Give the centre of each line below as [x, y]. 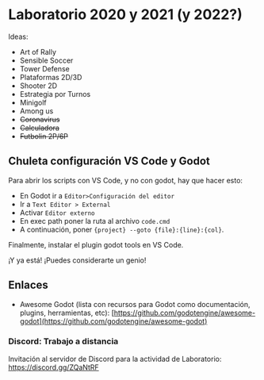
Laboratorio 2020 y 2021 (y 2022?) [126, 15]
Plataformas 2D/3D [51, 77]
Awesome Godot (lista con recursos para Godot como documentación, [135, 304]
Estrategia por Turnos [55, 94]
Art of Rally [38, 52]
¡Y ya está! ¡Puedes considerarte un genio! [77, 260]
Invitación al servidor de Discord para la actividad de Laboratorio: [115, 359]
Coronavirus [40, 119]
